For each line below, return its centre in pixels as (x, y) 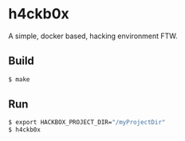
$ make (19, 79)
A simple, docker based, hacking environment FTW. (93, 36)
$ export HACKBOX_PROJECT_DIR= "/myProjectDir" (87, 123)
